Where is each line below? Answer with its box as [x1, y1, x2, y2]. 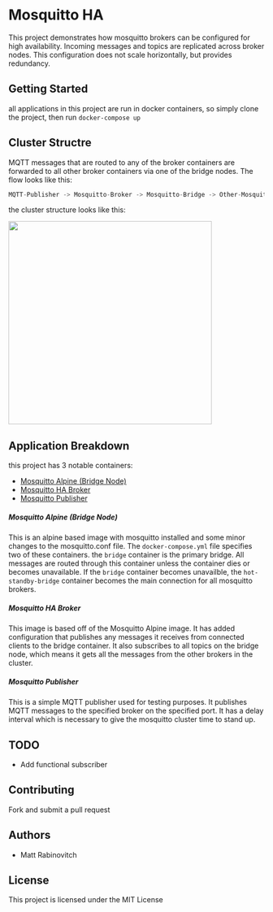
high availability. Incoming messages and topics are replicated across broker [8, 41, 265, 50]
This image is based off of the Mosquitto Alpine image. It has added [8, 623, 236, 633]
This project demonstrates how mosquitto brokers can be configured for [8, 33, 250, 42]
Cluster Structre [8, 136, 92, 150]
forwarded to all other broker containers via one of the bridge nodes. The [8, 166, 253, 176]
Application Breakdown [8, 439, 130, 453]
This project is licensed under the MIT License [8, 895, 164, 905]
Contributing [8, 783, 75, 797]
